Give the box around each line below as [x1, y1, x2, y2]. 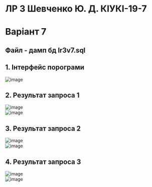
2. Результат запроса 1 [5, 91, 80, 100]
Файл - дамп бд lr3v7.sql [5, 46, 86, 54]
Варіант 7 [5, 26, 47, 38]
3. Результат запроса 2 [5, 124, 81, 133]
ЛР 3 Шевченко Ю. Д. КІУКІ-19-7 [5, 3, 147, 15]
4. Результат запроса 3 [5, 157, 81, 166]
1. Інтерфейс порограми [5, 63, 84, 72]
